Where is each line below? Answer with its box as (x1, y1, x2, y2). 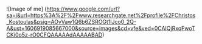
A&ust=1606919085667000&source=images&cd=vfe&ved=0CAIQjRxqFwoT (6, 24, 196, 32)
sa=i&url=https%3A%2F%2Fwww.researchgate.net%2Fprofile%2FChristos (6, 12, 196, 19)
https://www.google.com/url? (46, 5, 120, 12)
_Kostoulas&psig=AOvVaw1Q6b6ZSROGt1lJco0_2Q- (6, 18, 137, 25)
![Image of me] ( (6, 5, 47, 12)
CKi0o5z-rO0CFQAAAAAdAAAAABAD (6, 31, 103, 38)
